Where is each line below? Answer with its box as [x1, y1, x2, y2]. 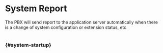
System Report [5, 3, 67, 14]
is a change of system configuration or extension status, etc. [5, 24, 128, 30]
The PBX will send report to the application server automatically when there [5, 19, 158, 25]
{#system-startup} [5, 42, 52, 49]
